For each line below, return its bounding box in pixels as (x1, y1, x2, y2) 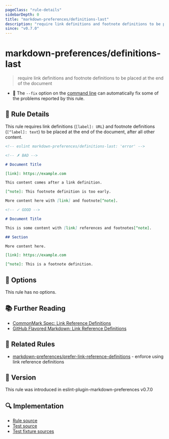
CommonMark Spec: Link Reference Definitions (12, 320, 112, 326)
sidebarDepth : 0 (5, 12, 39, 17)
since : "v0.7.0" (5, 26, 39, 31)
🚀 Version (5, 373, 36, 382)
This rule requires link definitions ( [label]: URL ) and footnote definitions (5, 123, 155, 129)
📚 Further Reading (5, 304, 66, 313)
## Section (5, 234, 28, 239)
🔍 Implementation (5, 402, 64, 410)
